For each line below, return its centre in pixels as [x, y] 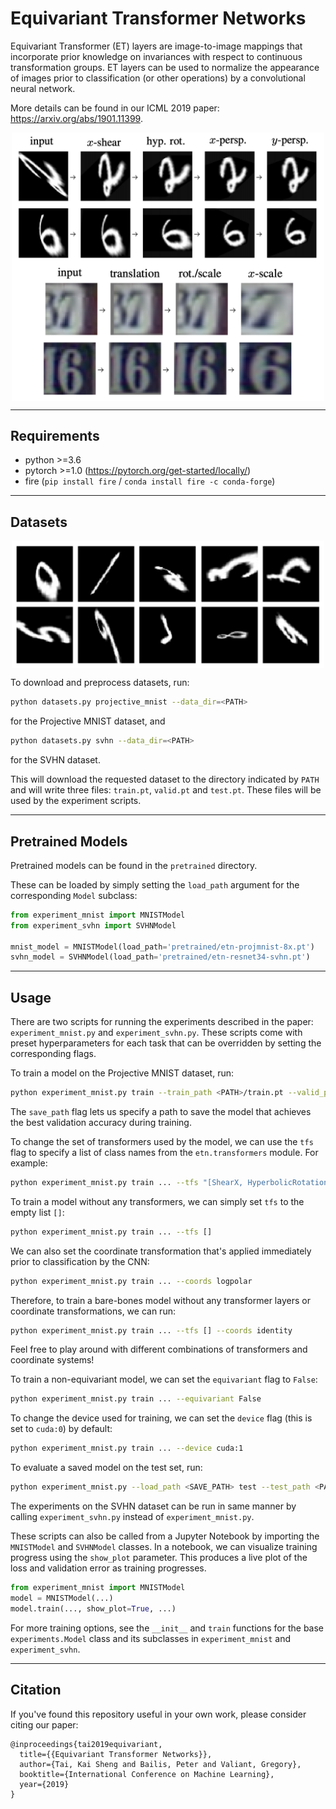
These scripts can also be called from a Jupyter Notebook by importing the [165, 1536]
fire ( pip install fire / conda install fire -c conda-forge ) [150, 481]
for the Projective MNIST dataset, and [88, 721]
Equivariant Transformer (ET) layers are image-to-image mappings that [156, 46]
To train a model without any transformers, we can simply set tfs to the [157, 1201]
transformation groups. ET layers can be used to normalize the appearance [165, 67]
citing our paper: [44, 1724]
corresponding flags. [53, 1054]
